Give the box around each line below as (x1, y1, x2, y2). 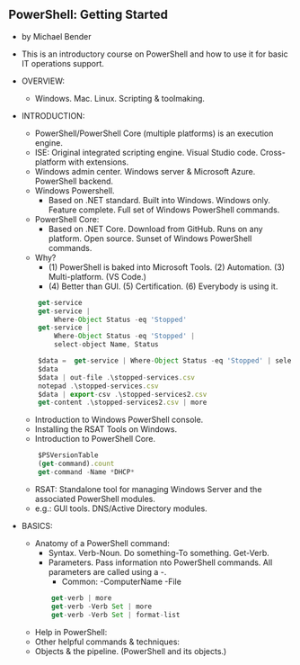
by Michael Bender (21, 31, 92, 41)
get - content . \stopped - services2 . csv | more (38, 398, 207, 408)
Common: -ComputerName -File (61, 576, 181, 587)
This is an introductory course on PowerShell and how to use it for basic (21, 49, 288, 59)
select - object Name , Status (54, 340, 159, 349)
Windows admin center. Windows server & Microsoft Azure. (34, 166, 256, 176)
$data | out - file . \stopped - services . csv (38, 373, 195, 382)
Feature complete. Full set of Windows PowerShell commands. (48, 204, 280, 215)
